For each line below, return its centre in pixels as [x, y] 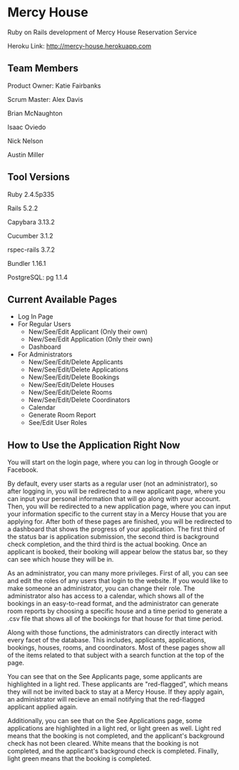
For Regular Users [44, 324]
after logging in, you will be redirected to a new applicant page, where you [117, 491]
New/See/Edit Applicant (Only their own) [88, 332]
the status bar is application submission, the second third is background [113, 537]
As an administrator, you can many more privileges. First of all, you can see [118, 573]
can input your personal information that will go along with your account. [114, 499]
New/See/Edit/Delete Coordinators [79, 400]
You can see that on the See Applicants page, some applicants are [105, 677]
